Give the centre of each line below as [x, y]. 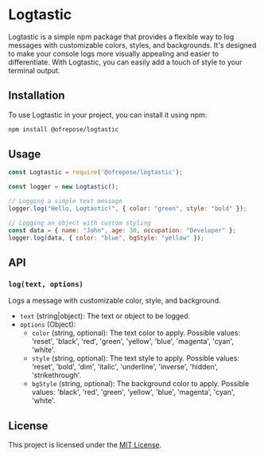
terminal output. [34, 70]
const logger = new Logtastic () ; [64, 187]
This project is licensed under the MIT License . [85, 445]
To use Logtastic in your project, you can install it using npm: [108, 115]
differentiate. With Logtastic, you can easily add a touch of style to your [125, 62]
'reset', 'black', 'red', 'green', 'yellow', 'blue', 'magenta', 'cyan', [133, 342]
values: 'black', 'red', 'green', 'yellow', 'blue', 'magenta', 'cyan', [133, 393]
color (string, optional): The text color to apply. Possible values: [136, 333]
